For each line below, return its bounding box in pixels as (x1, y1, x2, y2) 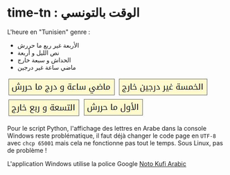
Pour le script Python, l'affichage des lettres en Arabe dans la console (7, 124, 206, 132)
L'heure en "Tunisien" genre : (7, 28, 91, 36)
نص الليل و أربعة (17, 48, 60, 57)
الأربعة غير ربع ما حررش (17, 41, 80, 49)
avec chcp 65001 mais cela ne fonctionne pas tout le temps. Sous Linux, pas (7, 138, 224, 147)
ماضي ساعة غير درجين (17, 63, 76, 71)
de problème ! (7, 146, 47, 154)
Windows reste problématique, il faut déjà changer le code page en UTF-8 (7, 131, 216, 140)
